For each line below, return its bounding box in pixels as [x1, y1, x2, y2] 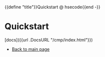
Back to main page [11, 46, 50, 52]
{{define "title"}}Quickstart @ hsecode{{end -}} [4, 4, 101, 10]
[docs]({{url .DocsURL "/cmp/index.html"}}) [4, 37, 93, 43]
